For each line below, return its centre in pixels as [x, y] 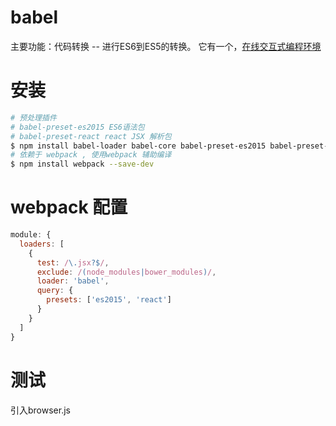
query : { [55, 291]
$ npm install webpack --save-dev [82, 164]
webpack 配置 [69, 207]
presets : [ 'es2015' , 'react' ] [109, 300]
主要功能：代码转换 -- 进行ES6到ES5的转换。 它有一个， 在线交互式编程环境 [166, 46]
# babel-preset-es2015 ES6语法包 [77, 127]
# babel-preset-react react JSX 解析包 [91, 136]
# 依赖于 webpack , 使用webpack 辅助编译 [91, 155]
